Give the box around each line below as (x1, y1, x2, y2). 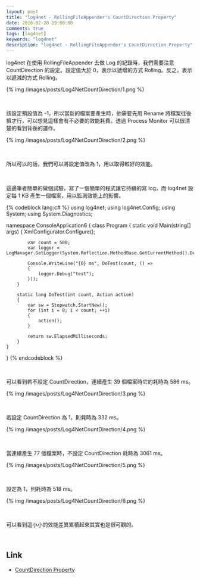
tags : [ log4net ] (6, 31, 46, 37)
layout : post (6, 8, 39, 15)
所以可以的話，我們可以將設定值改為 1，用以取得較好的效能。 (6, 160, 156, 167)
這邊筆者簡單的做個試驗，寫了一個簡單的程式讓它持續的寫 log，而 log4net (6, 184, 187, 191)
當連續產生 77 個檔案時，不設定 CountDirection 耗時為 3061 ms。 (6, 449, 166, 456)
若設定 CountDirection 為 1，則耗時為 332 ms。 (6, 413, 122, 421)
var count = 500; (27, 239, 70, 245)
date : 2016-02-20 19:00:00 (6, 20, 73, 26)
